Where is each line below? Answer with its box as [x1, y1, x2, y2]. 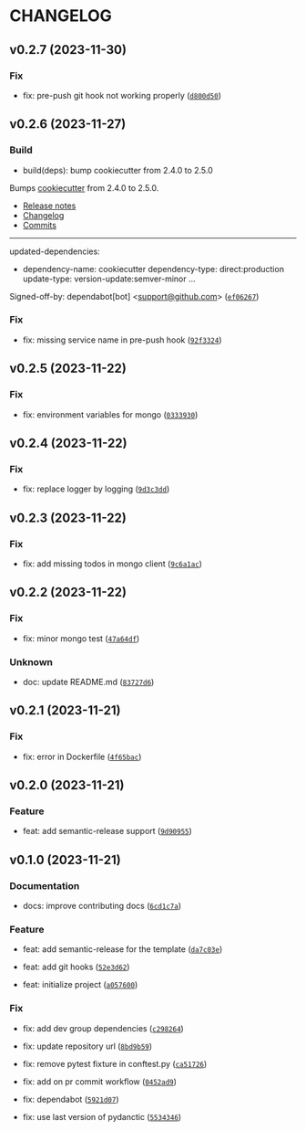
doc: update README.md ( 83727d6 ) [22, 676, 155, 687]
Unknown [9, 655, 53, 668]
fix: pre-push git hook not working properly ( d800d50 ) [22, 90, 221, 100]
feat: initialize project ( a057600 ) [22, 979, 138, 990]
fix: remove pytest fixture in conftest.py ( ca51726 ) [22, 1058, 208, 1069]
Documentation [9, 879, 80, 892]
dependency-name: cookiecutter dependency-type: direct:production [22, 263, 285, 274]
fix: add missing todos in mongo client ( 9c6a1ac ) [22, 558, 203, 569]
